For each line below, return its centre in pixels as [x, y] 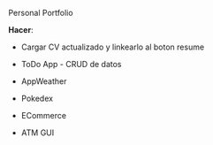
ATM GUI [38, 133]
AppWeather [44, 81]
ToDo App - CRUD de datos [71, 64]
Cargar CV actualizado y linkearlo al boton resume [113, 47]
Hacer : [21, 30]
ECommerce [44, 115]
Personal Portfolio [41, 13]
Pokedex [37, 98]
